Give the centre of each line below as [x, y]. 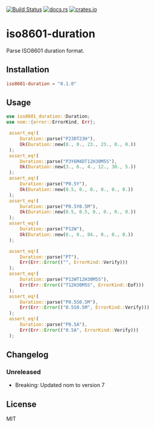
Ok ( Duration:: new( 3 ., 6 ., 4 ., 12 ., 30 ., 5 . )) [78, 167]
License [21, 404]
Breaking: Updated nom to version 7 [60, 385]
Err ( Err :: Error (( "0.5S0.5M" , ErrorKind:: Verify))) [84, 308]
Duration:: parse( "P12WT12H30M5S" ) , [65, 280]
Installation [28, 70]
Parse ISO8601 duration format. [45, 50]
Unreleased [24, 372]
